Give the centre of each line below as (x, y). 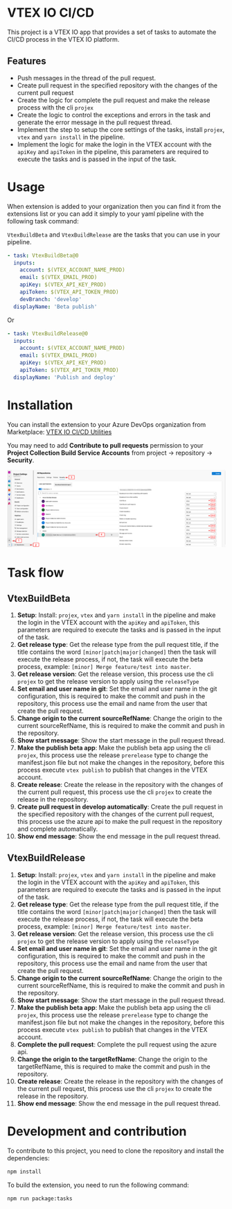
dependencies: (28, 1158)
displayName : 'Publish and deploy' (65, 377)
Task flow (36, 573)
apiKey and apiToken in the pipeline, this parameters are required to (113, 151)
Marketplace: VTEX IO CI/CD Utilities (60, 432)
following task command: (43, 221)
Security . (21, 460)
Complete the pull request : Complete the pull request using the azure (117, 1044)
